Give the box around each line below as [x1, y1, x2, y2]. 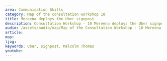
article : [5, 30, 23, 35]
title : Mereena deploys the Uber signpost [5, 16, 94, 21]
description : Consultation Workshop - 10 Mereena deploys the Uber [5, 21, 148, 26]
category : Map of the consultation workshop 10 [5, 12, 106, 17]
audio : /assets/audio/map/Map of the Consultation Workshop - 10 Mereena [5, 26, 162, 30]
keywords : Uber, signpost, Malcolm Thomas [5, 44, 94, 49]
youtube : [5, 48, 23, 53]
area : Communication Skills [5, 7, 64, 12]
